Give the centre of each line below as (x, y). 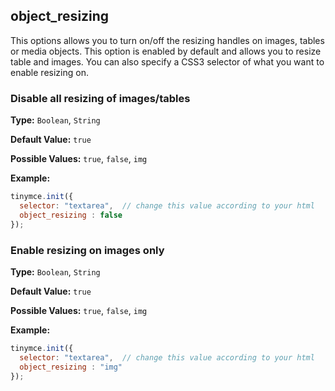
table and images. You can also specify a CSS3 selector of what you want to (167, 61)
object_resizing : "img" (71, 367)
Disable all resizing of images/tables (100, 98)
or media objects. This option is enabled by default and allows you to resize (166, 51)
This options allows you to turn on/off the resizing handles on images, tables (167, 40)
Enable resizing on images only (87, 250)
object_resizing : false (71, 215)
